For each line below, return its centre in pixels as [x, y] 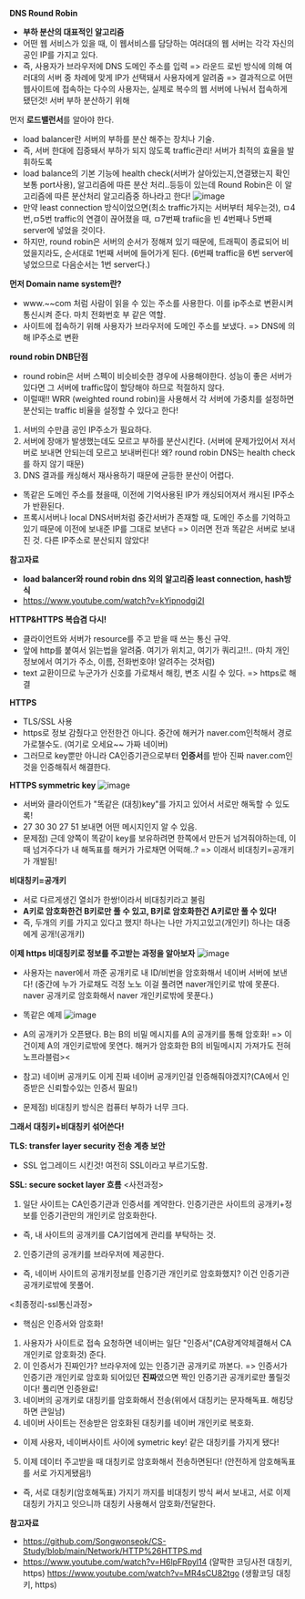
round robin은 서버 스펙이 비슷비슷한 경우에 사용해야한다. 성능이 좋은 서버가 [158, 376]
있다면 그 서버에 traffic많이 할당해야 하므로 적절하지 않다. [123, 387]
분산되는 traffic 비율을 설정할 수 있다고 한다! [101, 410]
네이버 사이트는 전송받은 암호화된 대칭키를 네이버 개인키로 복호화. [138, 1423]
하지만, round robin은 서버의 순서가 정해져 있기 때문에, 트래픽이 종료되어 [151, 242]
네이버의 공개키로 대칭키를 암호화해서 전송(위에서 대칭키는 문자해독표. [146, 1400]
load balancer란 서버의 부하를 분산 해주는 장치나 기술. [119, 139]
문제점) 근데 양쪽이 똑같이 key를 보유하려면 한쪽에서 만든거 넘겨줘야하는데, [154, 838]
